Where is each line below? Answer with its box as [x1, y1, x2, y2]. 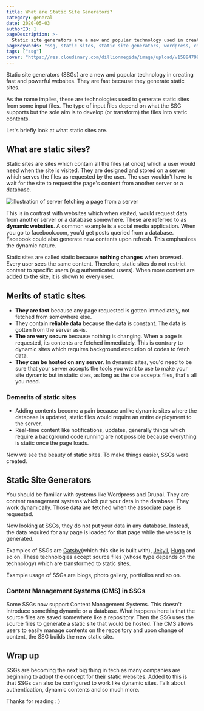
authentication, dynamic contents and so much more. [6, 686, 140, 693]
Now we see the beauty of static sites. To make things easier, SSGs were [6, 451, 189, 458]
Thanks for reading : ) [6, 698, 61, 705]
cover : [6, 54, 23, 60]
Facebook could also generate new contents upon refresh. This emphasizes [6, 235, 196, 243]
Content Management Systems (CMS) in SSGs [6, 587, 146, 596]
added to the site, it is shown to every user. [6, 273, 114, 280]
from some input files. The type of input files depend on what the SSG [6, 101, 182, 109]
